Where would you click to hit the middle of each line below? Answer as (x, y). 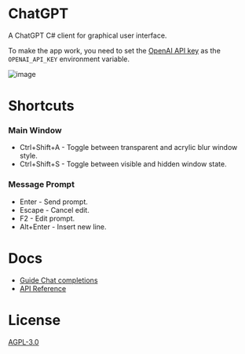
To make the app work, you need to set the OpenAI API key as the (115, 50)
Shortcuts (41, 106)
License (35, 320)
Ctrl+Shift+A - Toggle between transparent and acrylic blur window (128, 148)
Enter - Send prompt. (54, 202)
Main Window (35, 130)
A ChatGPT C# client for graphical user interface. (88, 35)
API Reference (43, 288)
